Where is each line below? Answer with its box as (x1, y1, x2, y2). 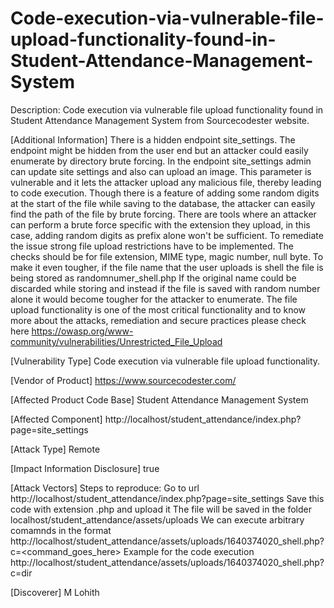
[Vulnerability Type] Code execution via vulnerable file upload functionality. (10, 355, 321, 367)
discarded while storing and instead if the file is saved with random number (10, 282, 321, 294)
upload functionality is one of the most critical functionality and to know (10, 303, 307, 316)
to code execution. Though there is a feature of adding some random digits (10, 187, 320, 199)
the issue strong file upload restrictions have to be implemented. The (10, 240, 295, 252)
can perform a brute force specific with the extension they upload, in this (10, 218, 311, 231)
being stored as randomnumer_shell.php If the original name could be (10, 272, 297, 284)
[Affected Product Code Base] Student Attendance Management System (10, 393, 309, 406)
